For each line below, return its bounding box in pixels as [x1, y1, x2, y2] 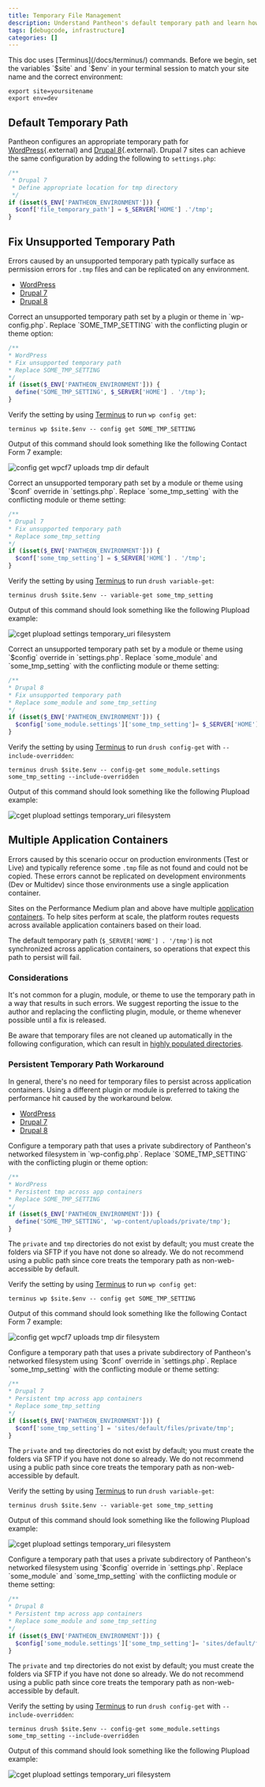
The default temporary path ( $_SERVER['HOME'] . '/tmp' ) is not [8, 935, 213, 945]
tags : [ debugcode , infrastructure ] [8, 26, 125, 34]
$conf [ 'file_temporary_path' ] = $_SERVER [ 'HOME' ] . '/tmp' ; [15, 206, 214, 214]
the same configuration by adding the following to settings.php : [8, 154, 217, 163]
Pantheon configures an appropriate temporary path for [8, 137, 189, 146]
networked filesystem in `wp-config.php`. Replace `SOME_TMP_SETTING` [8, 1149, 248, 1159]
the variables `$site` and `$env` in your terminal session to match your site [8, 64, 249, 74]
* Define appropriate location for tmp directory [11, 184, 178, 192]
